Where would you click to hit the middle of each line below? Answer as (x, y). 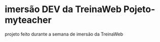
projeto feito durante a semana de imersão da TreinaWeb (64, 34)
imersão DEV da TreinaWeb (63, 9)
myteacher (28, 20)
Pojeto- (139, 9)
